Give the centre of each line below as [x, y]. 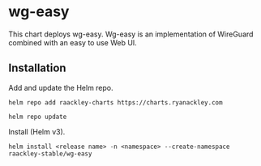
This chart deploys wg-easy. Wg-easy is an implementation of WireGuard [131, 34]
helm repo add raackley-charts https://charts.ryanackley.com [116, 102]
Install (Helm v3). [37, 131]
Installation [37, 68]
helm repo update [38, 117]
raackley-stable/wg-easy [50, 153]
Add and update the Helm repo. [61, 87]
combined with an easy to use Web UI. [73, 42]
